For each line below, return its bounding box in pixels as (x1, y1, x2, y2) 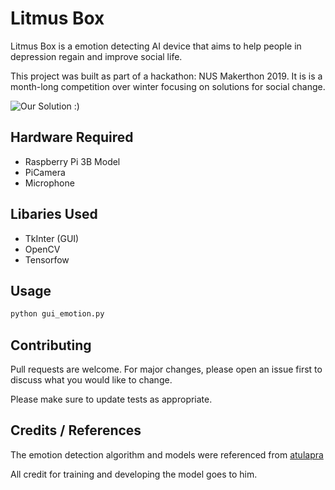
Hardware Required (10, 129, 134, 146)
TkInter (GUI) (24, 232, 80, 244)
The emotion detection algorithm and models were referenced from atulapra (10, 448, 324, 461)
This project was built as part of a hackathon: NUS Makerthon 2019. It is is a (10, 70, 323, 82)
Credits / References (10, 422, 142, 439)
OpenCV (24, 243, 61, 255)
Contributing (10, 337, 92, 354)
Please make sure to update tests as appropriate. (10, 393, 213, 406)
